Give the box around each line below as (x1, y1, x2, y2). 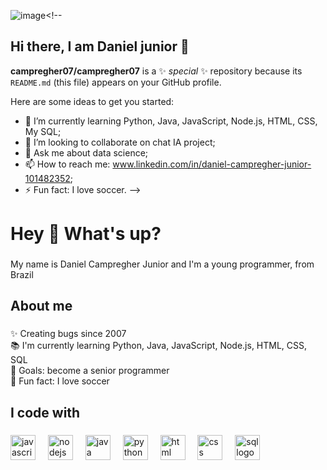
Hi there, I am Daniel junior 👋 (10, 38, 190, 55)
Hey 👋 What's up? (10, 223, 162, 245)
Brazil (10, 268, 34, 280)
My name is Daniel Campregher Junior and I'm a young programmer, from (10, 258, 315, 270)
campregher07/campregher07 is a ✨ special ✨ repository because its (10, 65, 303, 77)
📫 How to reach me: (24, 158, 111, 170)
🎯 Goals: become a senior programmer (10, 365, 170, 377)
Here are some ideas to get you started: (10, 95, 175, 107)
